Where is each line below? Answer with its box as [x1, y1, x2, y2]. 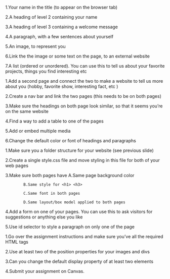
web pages [5, 162, 29, 169]
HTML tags [5, 239, 29, 245]
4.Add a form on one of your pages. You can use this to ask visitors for [5, 209, 153, 214]
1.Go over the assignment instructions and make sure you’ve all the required [5, 234, 163, 239]
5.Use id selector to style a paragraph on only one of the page [5, 224, 135, 230]
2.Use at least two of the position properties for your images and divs [5, 249, 150, 254]
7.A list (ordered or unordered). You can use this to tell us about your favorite [5, 63, 165, 69]
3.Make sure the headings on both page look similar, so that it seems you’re [5, 103, 163, 109]
